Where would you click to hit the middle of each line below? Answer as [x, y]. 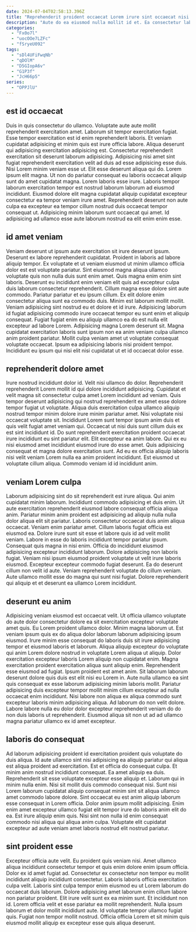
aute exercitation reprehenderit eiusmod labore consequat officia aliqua [92, 509]
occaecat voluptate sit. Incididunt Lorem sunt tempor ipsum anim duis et [93, 420]
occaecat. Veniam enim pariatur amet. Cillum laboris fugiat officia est [89, 527]
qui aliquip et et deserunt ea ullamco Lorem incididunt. [71, 583]
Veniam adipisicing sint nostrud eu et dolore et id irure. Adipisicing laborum [96, 307]
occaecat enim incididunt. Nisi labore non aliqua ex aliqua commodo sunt [94, 696]
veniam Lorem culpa [44, 482]
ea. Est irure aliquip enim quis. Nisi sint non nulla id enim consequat [87, 816]
